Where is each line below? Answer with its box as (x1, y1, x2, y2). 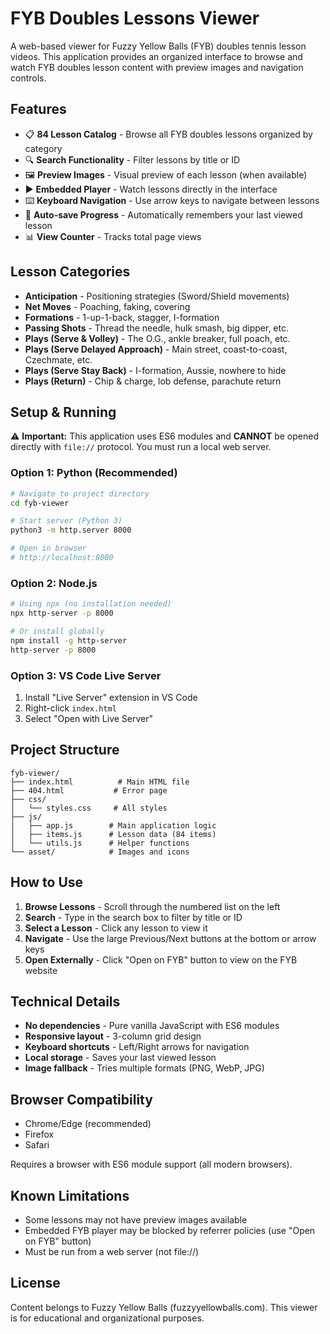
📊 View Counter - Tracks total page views (24, 230, 202, 242)
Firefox (24, 1128, 55, 1141)
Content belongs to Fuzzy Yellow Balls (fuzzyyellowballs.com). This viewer (10, 1301, 318, 1313)
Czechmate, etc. (24, 353, 93, 366)
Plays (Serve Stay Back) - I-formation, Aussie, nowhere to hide (24, 364, 287, 376)
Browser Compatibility (10, 1091, 153, 1108)
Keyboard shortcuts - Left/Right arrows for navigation (24, 1041, 250, 1053)
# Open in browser (10, 543, 87, 554)
